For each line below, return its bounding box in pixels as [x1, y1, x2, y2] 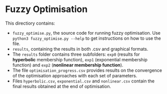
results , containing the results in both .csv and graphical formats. [12, 46, 148, 52]
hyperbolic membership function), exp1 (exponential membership [12, 56, 147, 62]
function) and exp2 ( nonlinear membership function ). [12, 62, 123, 68]
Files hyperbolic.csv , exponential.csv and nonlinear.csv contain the [12, 78, 155, 84]
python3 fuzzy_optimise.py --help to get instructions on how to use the [12, 35, 161, 41]
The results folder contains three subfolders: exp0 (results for [12, 51, 140, 57]
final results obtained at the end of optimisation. [12, 83, 111, 89]
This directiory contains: [5, 20, 55, 26]
